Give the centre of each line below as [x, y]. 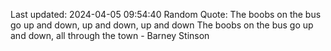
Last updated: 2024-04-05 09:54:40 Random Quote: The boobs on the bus [166, 14]
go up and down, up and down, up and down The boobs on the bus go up [162, 25]
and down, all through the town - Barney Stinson [110, 35]
